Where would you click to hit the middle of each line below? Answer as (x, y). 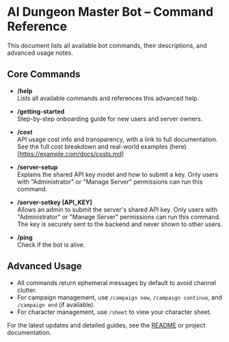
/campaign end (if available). (56, 304)
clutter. (27, 290)
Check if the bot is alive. (51, 245)
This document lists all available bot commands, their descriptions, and (107, 45)
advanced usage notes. (40, 53)
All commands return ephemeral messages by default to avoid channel (117, 282)
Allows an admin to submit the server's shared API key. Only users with (117, 209)
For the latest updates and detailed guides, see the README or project (106, 325)
